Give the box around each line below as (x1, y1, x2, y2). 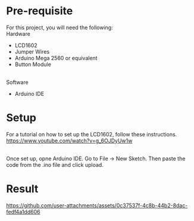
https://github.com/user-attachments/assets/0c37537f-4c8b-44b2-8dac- (6, 201, 188, 209)
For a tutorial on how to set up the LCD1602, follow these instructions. (6, 130, 177, 138)
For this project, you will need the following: (6, 24, 113, 31)
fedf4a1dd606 (6, 208, 40, 215)
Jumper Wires (14, 48, 50, 55)
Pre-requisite (6, 4, 73, 18)
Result (6, 182, 39, 196)
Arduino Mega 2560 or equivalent (14, 54, 98, 61)
